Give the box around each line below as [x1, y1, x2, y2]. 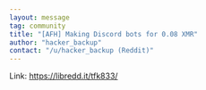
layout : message [9, 12, 70, 22]
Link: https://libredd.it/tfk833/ [9, 70, 118, 81]
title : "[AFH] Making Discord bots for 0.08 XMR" [9, 29, 199, 38]
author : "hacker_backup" [9, 37, 102, 47]
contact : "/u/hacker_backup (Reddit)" [9, 46, 154, 55]
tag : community [9, 21, 66, 30]
